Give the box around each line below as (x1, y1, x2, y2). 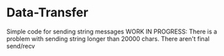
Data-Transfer (6, 5, 89, 20)
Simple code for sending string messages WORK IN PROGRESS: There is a (6, 27, 218, 36)
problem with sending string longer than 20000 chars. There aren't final (6, 34, 210, 42)
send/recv (6, 42, 36, 50)
